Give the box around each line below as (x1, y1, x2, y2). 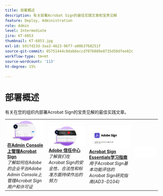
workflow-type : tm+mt (5, 54, 49, 59)
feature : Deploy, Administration (5, 18, 73, 23)
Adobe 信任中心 (48, 147, 81, 153)
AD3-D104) (95, 179, 120, 184)
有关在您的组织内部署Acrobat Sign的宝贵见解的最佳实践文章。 (5, 109, 129, 115)
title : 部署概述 (5, 8, 35, 13)
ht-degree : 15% (5, 64, 36, 69)
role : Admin (5, 23, 29, 28)
